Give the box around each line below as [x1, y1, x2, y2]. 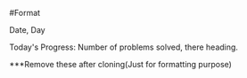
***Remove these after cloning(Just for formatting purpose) [9, 59, 232, 69]
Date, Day [9, 25, 46, 35]
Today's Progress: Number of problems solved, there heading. [9, 42, 239, 52]
